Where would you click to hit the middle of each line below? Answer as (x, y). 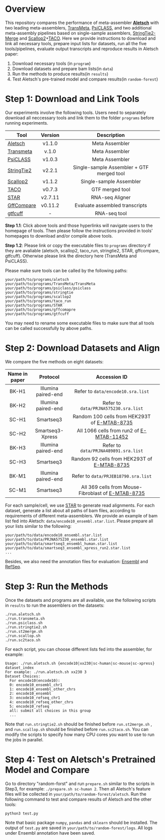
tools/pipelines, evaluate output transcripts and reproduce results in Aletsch (82, 49)
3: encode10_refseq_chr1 (35, 698)
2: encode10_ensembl (30, 693)
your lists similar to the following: (38, 526)
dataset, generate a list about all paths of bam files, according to (70, 510)
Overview (25, 9)
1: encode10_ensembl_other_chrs (43, 689)
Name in (18, 374)
